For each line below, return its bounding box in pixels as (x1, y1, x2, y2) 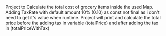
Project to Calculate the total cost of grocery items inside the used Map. (5, 4, 154, 10)
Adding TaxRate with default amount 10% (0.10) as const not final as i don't (5, 9, 160, 15)
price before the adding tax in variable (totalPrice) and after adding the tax (5, 20, 159, 26)
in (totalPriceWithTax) (5, 25, 50, 31)
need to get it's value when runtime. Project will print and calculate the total (5, 15, 161, 20)
